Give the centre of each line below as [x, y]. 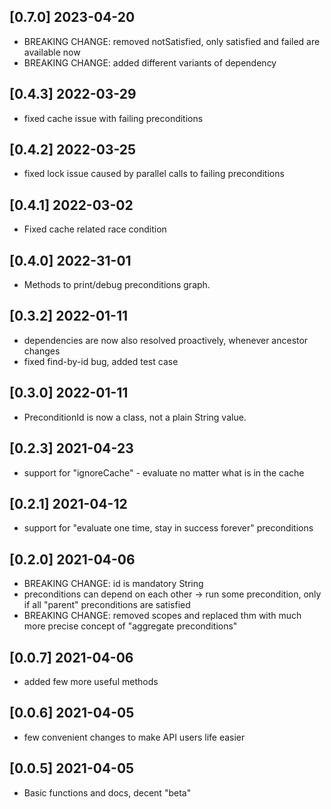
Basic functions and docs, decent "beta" [107, 792]
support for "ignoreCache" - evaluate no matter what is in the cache [164, 472]
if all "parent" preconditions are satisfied [107, 605]
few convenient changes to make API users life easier [134, 737]
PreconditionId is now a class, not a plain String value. [135, 417]
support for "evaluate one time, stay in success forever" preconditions [168, 528]
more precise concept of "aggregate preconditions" [130, 626]
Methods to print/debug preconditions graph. [117, 285]
